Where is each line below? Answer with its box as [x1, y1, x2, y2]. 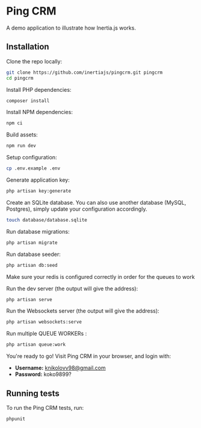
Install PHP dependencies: [6, 86, 72, 93]
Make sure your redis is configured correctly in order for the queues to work [6, 273, 195, 280]
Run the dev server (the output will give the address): [6, 285, 138, 292]
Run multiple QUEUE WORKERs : [6, 330, 87, 337]
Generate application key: [6, 176, 70, 184]
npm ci [6, 120, 23, 126]
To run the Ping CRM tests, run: [6, 404, 84, 411]
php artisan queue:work [6, 342, 66, 348]
